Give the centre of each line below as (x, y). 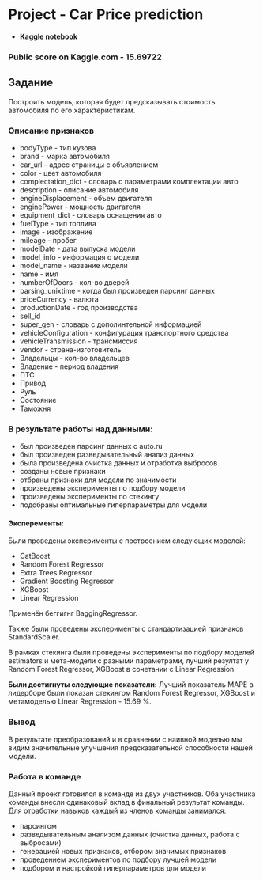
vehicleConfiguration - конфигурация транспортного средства (124, 332)
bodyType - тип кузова (58, 147)
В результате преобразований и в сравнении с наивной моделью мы (125, 739)
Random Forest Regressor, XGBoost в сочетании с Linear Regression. (122, 669)
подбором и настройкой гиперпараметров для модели (113, 868)
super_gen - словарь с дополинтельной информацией (111, 324)
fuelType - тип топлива (58, 223)
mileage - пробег (48, 240)
